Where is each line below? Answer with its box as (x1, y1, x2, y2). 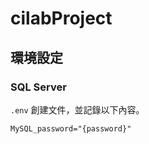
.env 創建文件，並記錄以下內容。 (10, 103, 145, 116)
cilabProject (10, 7, 113, 30)
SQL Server (10, 80, 67, 94)
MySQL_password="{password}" (10, 123, 132, 134)
